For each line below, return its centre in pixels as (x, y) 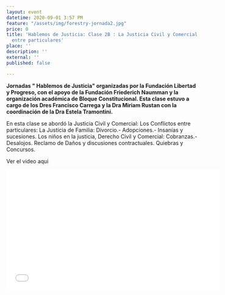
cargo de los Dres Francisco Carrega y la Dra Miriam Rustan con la (91, 105)
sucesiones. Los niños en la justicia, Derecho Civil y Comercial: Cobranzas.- (102, 136)
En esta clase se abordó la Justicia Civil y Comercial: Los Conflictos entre (98, 123)
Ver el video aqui (27, 161)
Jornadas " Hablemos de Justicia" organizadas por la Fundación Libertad (101, 85)
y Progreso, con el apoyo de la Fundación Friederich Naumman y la (92, 92)
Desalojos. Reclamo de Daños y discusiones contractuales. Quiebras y (95, 143)
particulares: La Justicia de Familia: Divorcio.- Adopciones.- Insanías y (95, 130)
